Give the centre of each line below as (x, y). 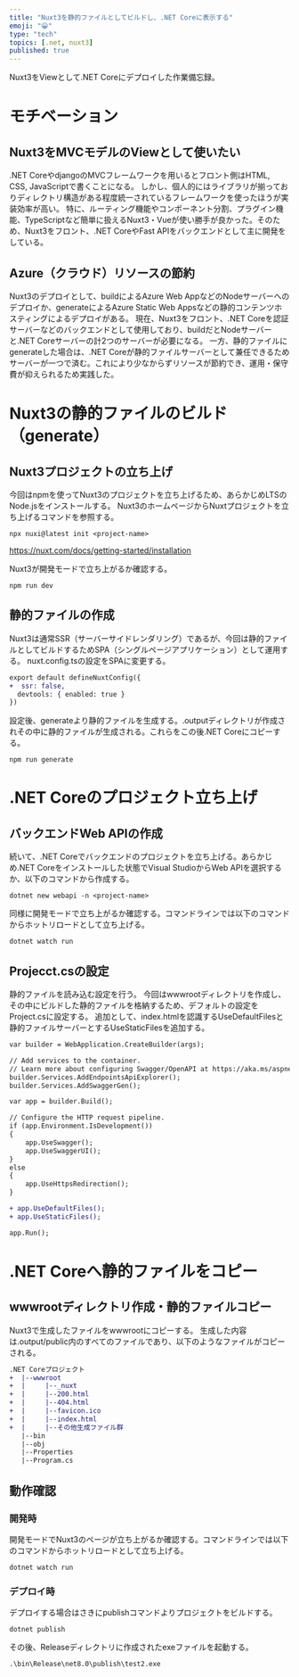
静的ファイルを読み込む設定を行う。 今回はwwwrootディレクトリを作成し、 (148, 995)
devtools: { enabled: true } (71, 694)
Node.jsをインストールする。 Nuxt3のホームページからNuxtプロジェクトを (145, 506)
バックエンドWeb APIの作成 (86, 834)
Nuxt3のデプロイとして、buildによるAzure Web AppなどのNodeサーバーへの (149, 296)
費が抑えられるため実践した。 (64, 374)
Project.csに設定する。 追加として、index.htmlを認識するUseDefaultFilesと (147, 1017)
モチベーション (64, 116)
